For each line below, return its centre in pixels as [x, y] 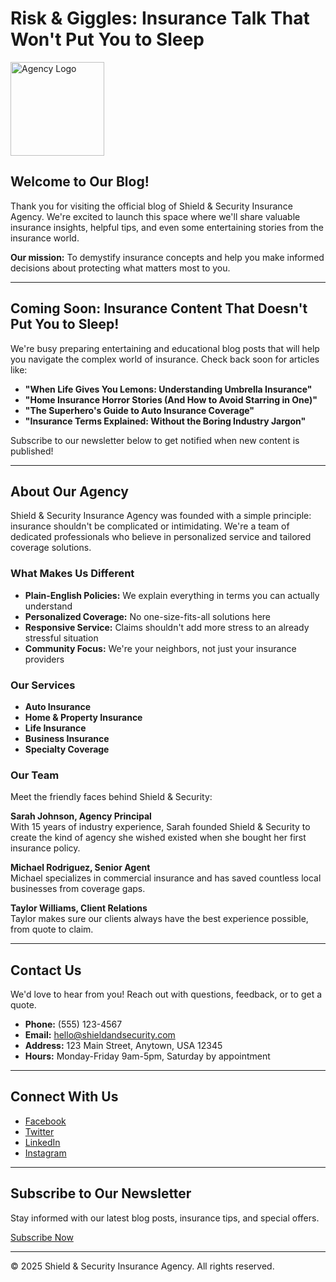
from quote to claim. [52, 929]
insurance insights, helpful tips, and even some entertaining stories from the [167, 227]
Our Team [35, 775]
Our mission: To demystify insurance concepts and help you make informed [167, 257]
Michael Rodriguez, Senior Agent [80, 868]
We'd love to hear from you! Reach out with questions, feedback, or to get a [166, 994]
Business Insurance [67, 738]
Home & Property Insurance [83, 717]
